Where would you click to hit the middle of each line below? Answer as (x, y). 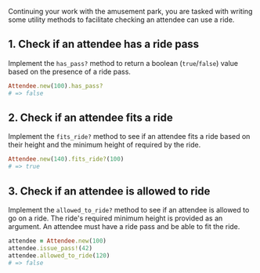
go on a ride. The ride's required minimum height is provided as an (116, 218)
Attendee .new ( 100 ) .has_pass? (56, 86)
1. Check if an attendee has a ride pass (104, 44)
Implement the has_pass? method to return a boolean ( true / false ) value (123, 63)
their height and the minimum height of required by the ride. (105, 145)
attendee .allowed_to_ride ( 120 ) (59, 255)
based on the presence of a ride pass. (70, 71)
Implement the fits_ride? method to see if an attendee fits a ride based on (129, 136)
